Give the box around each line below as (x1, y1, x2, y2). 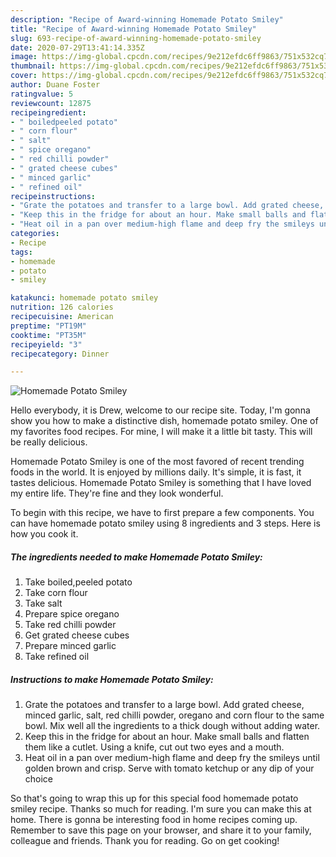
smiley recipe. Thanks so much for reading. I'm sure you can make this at (10, 803, 312, 815)
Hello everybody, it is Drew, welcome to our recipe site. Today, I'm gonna (10, 404, 311, 416)
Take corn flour (24, 587, 88, 599)
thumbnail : (10, 61, 56, 71)
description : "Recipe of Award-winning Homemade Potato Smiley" (10, 14, 284, 25)
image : (10, 52, 38, 62)
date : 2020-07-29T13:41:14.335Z (10, 42, 145, 53)
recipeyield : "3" (10, 339, 83, 350)
